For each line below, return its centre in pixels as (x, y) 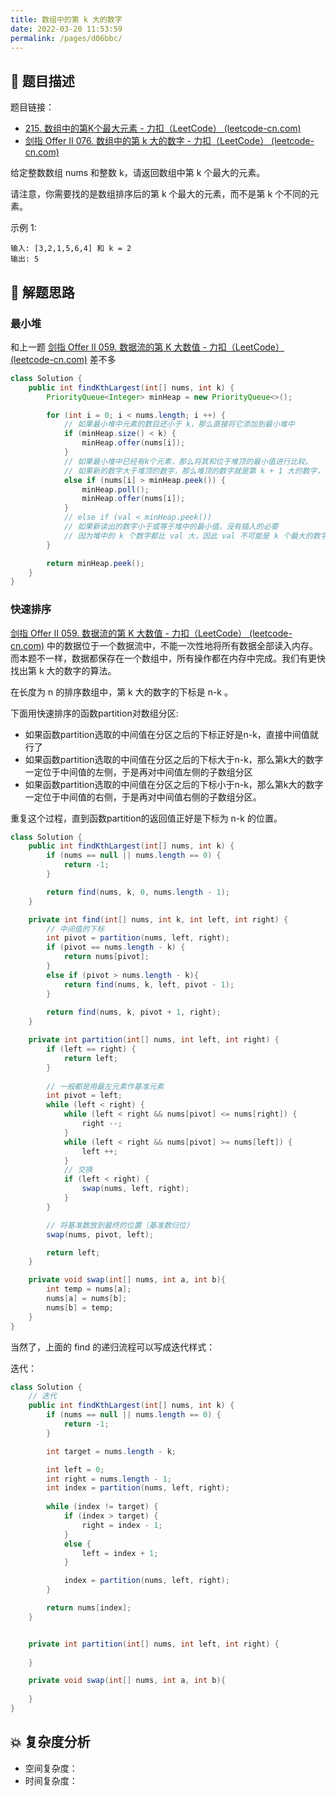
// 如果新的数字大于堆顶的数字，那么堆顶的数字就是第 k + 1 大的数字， (194, 471)
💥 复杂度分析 (50, 1742)
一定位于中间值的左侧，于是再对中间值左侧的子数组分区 (138, 772)
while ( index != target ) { (102, 1507)
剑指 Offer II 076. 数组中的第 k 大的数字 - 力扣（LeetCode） (147, 141)
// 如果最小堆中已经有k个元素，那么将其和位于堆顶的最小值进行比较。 (188, 461)
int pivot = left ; (84, 1096)
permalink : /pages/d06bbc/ (66, 38)
